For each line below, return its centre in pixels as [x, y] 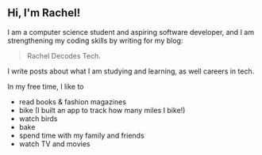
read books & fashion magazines [72, 101]
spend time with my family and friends [81, 135]
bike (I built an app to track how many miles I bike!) [102, 110]
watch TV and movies [54, 144]
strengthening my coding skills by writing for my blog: [95, 40]
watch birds [38, 119]
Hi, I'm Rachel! [44, 13]
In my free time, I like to [46, 86]
